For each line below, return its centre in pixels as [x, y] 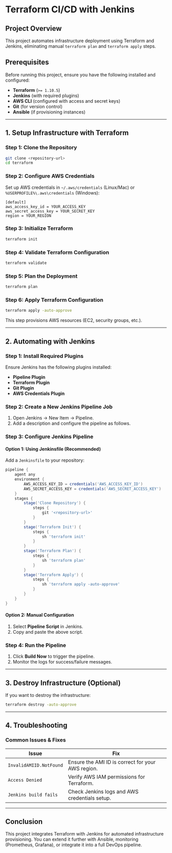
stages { [24, 498]
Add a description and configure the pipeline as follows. [72, 423]
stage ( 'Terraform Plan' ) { [52, 551]
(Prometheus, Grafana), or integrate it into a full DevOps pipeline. [74, 845]
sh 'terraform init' [64, 537]
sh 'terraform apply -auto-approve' [81, 584]
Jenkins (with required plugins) [46, 96]
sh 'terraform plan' [64, 560]
